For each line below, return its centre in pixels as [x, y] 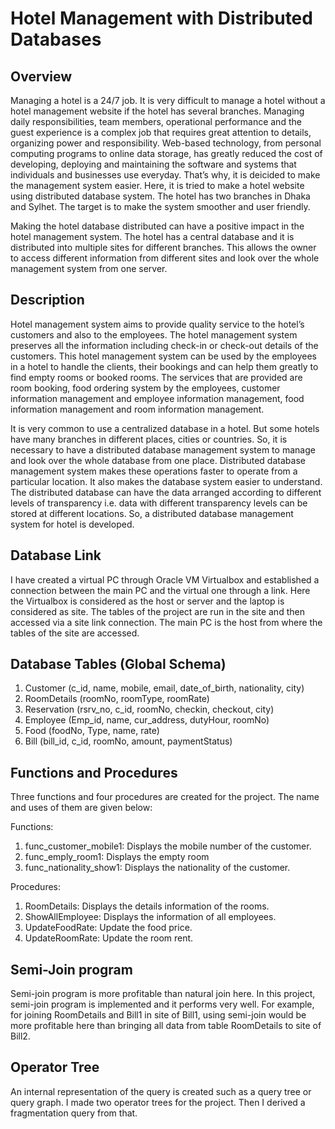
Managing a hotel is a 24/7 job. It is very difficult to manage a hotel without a [168, 100]
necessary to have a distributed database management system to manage [163, 449]
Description [47, 300]
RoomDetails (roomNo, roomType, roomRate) [117, 699]
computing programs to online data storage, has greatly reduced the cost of [166, 153]
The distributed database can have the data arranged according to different [166, 492]
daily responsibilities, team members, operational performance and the [156, 121]
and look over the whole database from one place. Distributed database [158, 460]
